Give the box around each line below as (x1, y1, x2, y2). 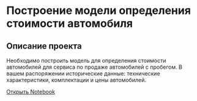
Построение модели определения (6, 4, 191, 18)
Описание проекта (6, 41, 82, 51)
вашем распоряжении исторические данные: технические (6, 70, 160, 77)
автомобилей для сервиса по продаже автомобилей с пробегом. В (6, 63, 182, 71)
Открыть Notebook (6, 88, 56, 95)
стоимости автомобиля (6, 16, 133, 30)
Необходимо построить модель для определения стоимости (6, 57, 166, 64)
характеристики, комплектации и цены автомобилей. (6, 77, 147, 83)
